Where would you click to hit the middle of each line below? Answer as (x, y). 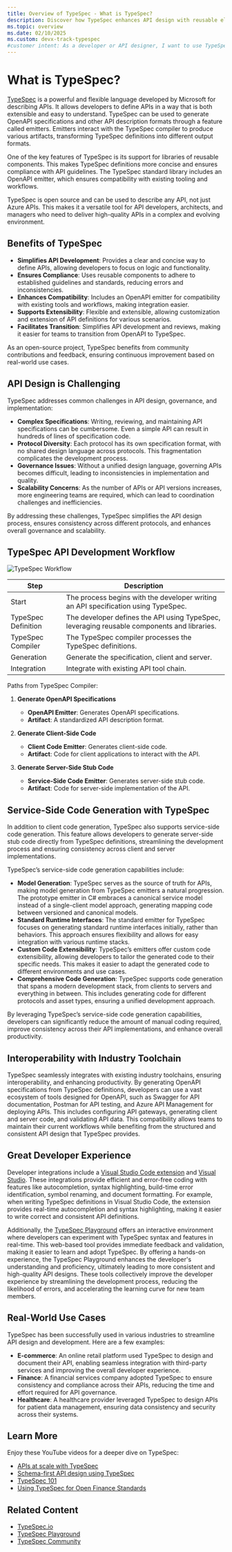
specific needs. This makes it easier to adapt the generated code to (113, 964)
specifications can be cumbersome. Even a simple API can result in (113, 429)
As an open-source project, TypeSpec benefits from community (98, 347)
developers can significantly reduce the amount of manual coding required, (114, 1022)
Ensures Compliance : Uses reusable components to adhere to (106, 275)
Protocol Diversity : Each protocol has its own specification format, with (119, 443)
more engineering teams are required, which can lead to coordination (116, 495)
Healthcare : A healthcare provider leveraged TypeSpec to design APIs (118, 1400)
